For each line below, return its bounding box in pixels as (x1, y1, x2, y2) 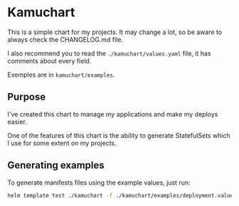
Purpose (7, 91, 46, 103)
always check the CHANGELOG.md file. (7, 35, 123, 43)
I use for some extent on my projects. (7, 139, 117, 147)
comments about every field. (7, 56, 92, 65)
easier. (7, 117, 27, 126)
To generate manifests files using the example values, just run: (7, 178, 191, 187)
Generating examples (7, 159, 105, 171)
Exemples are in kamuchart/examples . (7, 70, 115, 79)
